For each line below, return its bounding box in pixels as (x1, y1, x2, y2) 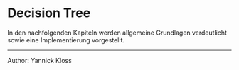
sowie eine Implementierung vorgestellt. (7, 35, 125, 44)
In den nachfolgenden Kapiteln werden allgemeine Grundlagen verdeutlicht (7, 28, 228, 37)
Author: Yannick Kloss (7, 56, 73, 64)
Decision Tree (7, 5, 91, 21)
